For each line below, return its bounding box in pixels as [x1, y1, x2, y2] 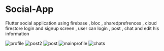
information [5, 30, 29, 36]
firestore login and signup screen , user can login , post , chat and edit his [5, 25, 159, 31]
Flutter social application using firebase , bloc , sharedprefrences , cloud [5, 20, 157, 26]
